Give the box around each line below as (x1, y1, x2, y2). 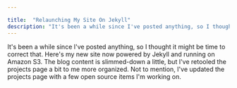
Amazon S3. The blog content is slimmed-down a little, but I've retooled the (7, 57, 227, 65)
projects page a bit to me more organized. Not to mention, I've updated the (7, 65, 225, 73)
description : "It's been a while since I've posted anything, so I (7, 23, 210, 30)
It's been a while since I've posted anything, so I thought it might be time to (7, 42, 226, 51)
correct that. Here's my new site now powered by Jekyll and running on (7, 50, 215, 58)
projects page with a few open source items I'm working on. (7, 72, 182, 81)
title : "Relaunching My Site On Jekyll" (7, 16, 131, 23)
